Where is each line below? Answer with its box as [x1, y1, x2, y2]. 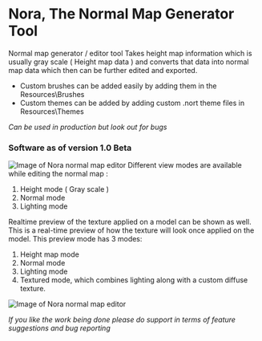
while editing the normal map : [8, 169, 108, 179]
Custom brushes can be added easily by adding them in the [19, 81, 217, 91]
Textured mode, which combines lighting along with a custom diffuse [19, 275, 248, 285]
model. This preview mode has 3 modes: [8, 234, 143, 244]
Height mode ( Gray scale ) [19, 185, 110, 194]
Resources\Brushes [19, 89, 85, 99]
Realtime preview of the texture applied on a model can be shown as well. [8, 217, 252, 227]
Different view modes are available [127, 160, 242, 170]
